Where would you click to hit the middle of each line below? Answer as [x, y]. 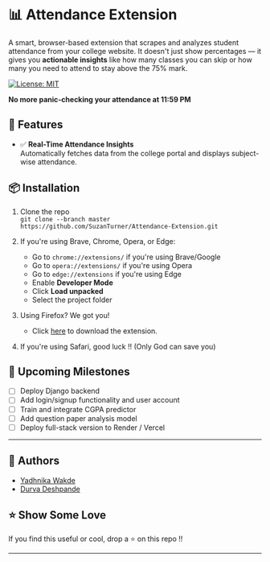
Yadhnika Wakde [48, 480]
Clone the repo [45, 211]
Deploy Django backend [60, 391]
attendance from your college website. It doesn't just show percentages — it [135, 51]
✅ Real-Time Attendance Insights [77, 144]
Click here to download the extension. [95, 331]
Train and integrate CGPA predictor [78, 409]
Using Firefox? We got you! [65, 315]
